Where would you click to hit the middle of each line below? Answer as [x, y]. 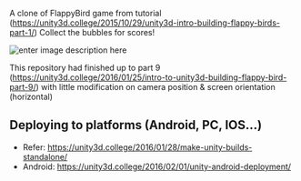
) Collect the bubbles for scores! [95, 32]
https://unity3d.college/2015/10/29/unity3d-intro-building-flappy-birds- [146, 23]
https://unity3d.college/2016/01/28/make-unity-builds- [150, 147]
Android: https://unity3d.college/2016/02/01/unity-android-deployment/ [157, 166]
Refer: [34, 147]
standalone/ [45, 156]
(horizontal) [31, 96]
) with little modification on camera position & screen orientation [156, 87]
